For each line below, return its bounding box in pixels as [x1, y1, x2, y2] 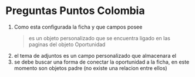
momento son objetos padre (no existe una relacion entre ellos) [14, 64, 168, 71]
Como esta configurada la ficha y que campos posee [14, 23, 143, 30]
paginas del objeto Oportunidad [28, 41, 106, 48]
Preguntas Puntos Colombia [5, 4, 145, 17]
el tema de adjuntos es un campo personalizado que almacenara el [14, 52, 177, 59]
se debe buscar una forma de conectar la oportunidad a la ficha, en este [14, 58, 190, 65]
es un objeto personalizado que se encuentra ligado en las [28, 34, 171, 41]
